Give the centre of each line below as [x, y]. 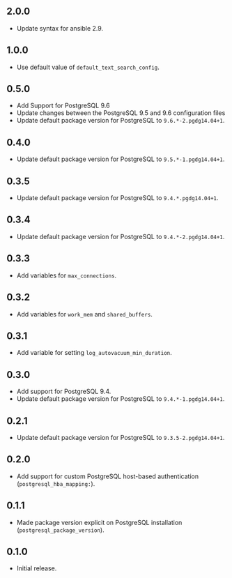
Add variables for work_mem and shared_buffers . [84, 314]
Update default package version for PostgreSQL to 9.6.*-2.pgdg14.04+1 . [121, 121]
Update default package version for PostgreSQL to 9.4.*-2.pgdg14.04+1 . [121, 236]
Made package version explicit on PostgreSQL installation [99, 522]
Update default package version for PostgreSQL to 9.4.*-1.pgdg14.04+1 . [121, 399]
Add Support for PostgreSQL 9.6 [63, 106]
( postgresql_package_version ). [61, 530]
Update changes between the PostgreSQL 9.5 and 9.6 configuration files [121, 113]
